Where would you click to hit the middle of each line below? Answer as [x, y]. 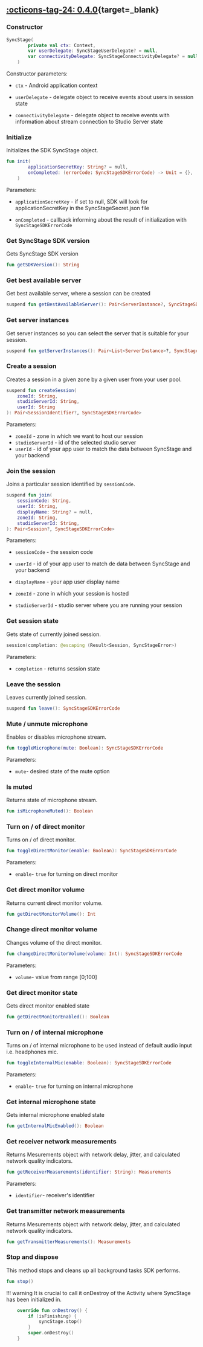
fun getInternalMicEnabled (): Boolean [55, 1126]
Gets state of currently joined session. [53, 634]
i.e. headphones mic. [32, 1052]
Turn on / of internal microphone [55, 1032]
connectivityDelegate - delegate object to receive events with [92, 115]
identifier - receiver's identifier [55, 1195]
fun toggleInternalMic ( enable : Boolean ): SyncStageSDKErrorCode [89, 1063]
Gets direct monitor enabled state [48, 1006]
